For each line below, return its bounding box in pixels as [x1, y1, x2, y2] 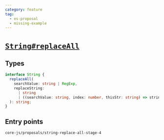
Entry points [5, 118, 43, 126]
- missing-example [9, 20, 47, 26]
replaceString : [14, 86, 45, 91]
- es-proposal [9, 16, 38, 21]
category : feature [5, 7, 42, 12]
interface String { [5, 72, 45, 77]
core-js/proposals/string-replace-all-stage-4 [5, 130, 102, 136]
